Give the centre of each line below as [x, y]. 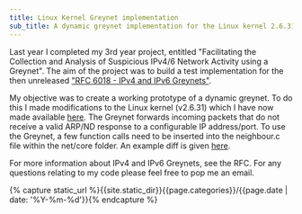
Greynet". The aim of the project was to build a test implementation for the [147, 71]
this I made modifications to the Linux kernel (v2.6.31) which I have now [142, 107]
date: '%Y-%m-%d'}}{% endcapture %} [84, 200]
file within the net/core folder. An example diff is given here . [120, 146]
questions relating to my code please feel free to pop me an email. [132, 173]
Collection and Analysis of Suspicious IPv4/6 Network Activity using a [139, 61]
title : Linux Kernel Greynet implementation [94, 18]
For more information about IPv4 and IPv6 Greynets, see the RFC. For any [145, 163]
